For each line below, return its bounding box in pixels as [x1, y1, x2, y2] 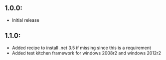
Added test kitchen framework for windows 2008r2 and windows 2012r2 [11, 50, 162, 56]
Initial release [11, 17, 39, 23]
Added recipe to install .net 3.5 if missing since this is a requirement [11, 45, 152, 51]
